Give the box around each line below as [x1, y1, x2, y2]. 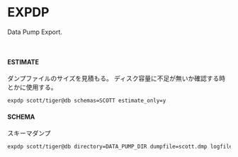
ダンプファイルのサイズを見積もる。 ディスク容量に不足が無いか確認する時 [7, 74, 226, 83]
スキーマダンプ [7, 129, 51, 138]
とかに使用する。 [7, 83, 57, 92]
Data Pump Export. [7, 28, 62, 36]
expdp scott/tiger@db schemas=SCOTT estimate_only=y [7, 97, 166, 105]
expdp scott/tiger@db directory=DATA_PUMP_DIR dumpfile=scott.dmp [7, 143, 208, 151]
